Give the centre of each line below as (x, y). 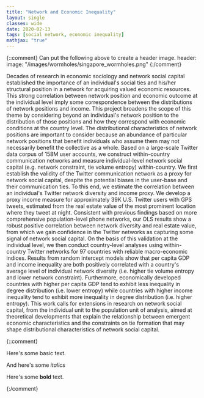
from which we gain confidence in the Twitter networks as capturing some (100, 232)
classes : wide (24, 23)
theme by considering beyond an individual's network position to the (93, 115)
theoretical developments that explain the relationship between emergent (98, 316)
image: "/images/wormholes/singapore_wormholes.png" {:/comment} (94, 64)
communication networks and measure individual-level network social (94, 160)
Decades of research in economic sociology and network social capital (96, 76)
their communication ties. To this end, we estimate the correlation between (100, 186)
